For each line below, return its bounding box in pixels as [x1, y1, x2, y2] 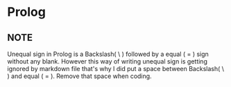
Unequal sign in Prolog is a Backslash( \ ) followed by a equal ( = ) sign [7, 50, 209, 58]
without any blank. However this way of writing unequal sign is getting [7, 57, 208, 66]
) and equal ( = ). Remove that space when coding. [7, 72, 152, 80]
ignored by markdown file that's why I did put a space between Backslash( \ [7, 65, 224, 72]
